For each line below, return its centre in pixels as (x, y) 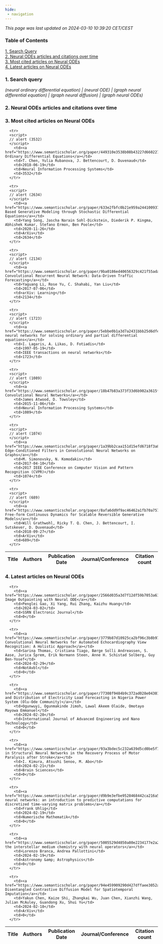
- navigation (20, 14)
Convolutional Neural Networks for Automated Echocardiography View (76, 642)
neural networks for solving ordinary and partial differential (71, 336)
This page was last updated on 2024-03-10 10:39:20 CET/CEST (69, 28)
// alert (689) (25, 498)
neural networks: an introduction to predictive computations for (73, 800)
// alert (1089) (26, 378)
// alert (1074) (26, 434)
